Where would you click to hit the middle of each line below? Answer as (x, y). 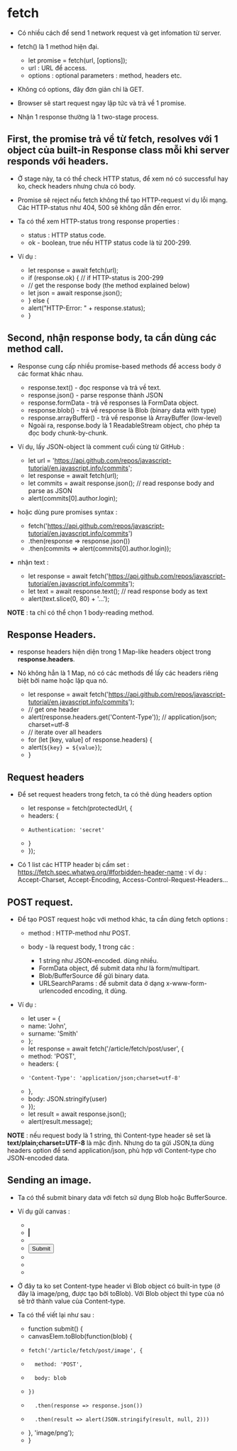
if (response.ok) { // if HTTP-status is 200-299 (96, 277)
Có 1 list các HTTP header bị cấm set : (73, 865)
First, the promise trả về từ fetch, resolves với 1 (113, 139)
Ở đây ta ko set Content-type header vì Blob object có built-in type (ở (119, 1286)
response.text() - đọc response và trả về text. (95, 387)
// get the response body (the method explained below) (109, 285)
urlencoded (56, 991)
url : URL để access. (57, 68)
